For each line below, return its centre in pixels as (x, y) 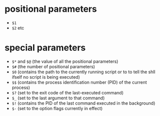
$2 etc (18, 28)
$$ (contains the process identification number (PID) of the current (79, 82)
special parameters (45, 48)
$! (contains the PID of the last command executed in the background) (83, 103)
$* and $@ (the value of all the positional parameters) (65, 61)
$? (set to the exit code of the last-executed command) (68, 92)
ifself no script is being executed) (46, 77)
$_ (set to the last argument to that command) (58, 98)
